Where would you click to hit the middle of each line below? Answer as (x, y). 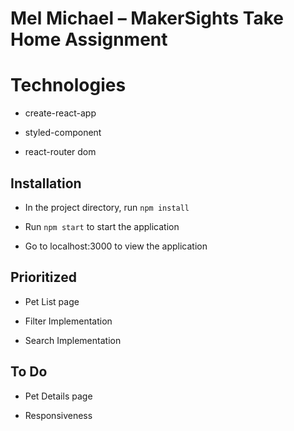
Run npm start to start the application (102, 226)
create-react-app (60, 113)
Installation (46, 183)
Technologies (68, 85)
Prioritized (43, 277)
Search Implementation (73, 340)
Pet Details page (58, 396)
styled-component (63, 133)
